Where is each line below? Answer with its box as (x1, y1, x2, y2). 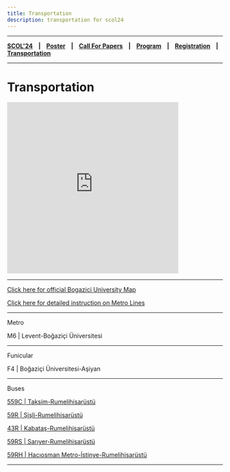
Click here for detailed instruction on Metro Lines (7, 299, 145, 307)
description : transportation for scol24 (7, 16, 125, 23)
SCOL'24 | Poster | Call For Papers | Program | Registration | (7, 42, 219, 50)
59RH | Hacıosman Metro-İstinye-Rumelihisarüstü (7, 451, 147, 459)
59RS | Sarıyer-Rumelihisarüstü (7, 438, 96, 446)
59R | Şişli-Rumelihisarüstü (7, 411, 84, 419)
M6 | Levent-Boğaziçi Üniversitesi (7, 332, 103, 340)
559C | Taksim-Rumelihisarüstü (7, 398, 96, 406)
